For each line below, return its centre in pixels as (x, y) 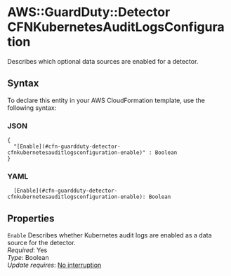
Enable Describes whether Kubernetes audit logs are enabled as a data (110, 235)
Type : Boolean (28, 258)
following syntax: (32, 108)
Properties (31, 218)
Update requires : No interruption (54, 265)
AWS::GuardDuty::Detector (89, 12)
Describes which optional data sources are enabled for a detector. (103, 61)
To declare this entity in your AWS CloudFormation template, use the (106, 100)
